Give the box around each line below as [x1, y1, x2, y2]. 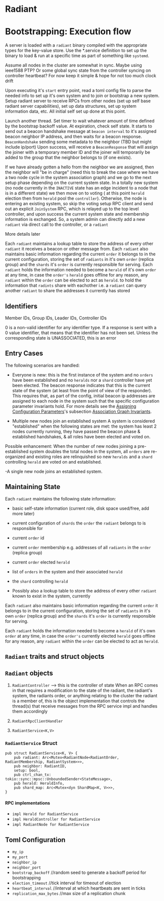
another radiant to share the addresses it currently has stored [5, 288, 131, 294]
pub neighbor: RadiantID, [14, 764, 67, 769]
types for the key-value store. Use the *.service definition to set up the [5, 48, 147, 54]
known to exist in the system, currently [12, 593, 91, 599]
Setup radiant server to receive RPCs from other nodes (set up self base [5, 98, 151, 104]
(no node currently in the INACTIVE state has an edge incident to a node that [5, 185, 158, 191]
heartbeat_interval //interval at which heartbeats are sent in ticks [12, 885, 146, 891]
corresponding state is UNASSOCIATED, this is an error [5, 335, 117, 341]
